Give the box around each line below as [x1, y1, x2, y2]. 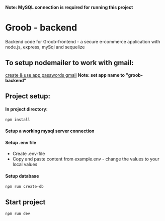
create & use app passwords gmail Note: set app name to [5, 72, 125, 78]
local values [12, 161, 38, 168]
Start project [5, 198, 46, 206]
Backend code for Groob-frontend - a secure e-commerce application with [5, 38, 160, 44]
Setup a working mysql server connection [5, 128, 95, 134]
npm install [5, 117, 30, 123]
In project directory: [5, 106, 48, 112]
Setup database [5, 173, 39, 179]
